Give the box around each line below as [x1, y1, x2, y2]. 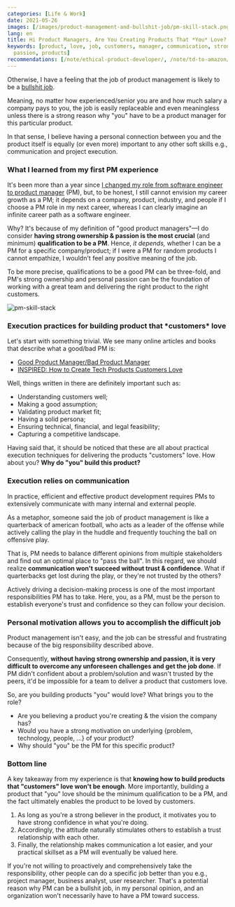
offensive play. [7, 535, 50, 544]
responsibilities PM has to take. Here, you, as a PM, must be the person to [7, 592, 220, 601]
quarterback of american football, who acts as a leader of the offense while [7, 520, 225, 529]
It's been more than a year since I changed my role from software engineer [7, 180, 223, 190]
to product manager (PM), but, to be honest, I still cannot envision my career [7, 188, 227, 197]
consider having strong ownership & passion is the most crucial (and [7, 232, 210, 240]
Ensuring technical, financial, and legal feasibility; [17, 423, 160, 431]
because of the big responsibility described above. [7, 640, 154, 649]
